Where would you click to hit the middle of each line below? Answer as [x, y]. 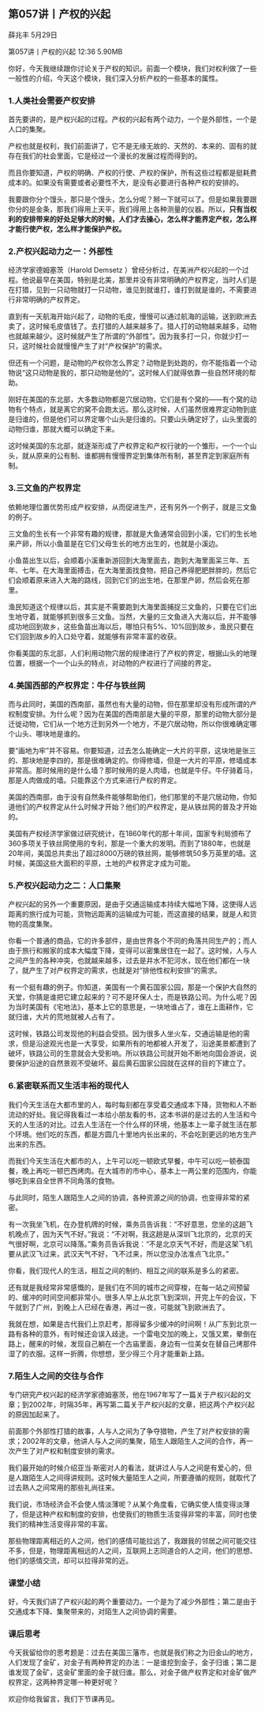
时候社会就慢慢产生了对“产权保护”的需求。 [98, 346]
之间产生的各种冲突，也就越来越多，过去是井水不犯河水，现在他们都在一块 [129, 961]
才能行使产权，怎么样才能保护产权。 [67, 229]
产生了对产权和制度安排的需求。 [67, 1451]
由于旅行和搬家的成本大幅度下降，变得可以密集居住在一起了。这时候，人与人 [132, 951]
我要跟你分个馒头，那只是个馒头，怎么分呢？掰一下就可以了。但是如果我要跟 [132, 199]
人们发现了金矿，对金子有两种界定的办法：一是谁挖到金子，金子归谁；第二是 [132, 1663]
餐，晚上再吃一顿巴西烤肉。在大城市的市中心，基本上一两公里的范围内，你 [129, 1170]
